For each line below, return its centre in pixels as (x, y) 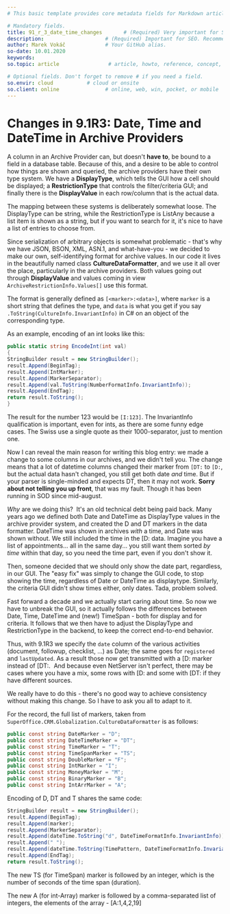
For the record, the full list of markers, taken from (76, 714)
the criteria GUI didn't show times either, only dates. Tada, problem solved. (112, 588)
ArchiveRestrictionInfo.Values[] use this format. (78, 285)
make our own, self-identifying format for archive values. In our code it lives (114, 256)
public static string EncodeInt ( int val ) (67, 347)
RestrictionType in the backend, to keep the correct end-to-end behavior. (110, 631)
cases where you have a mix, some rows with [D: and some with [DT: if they (114, 673)
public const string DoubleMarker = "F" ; (67, 760)
